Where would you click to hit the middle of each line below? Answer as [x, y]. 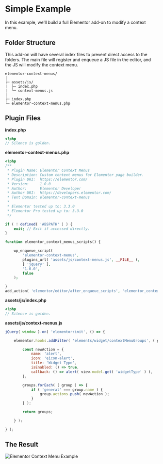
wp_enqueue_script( [33, 251]
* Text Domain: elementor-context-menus [49, 197]
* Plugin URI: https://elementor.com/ [48, 179]
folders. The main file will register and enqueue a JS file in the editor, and [78, 60]
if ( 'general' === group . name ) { [67, 390]
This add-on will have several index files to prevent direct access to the [76, 54]
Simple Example [38, 9]
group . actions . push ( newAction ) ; [74, 394]
